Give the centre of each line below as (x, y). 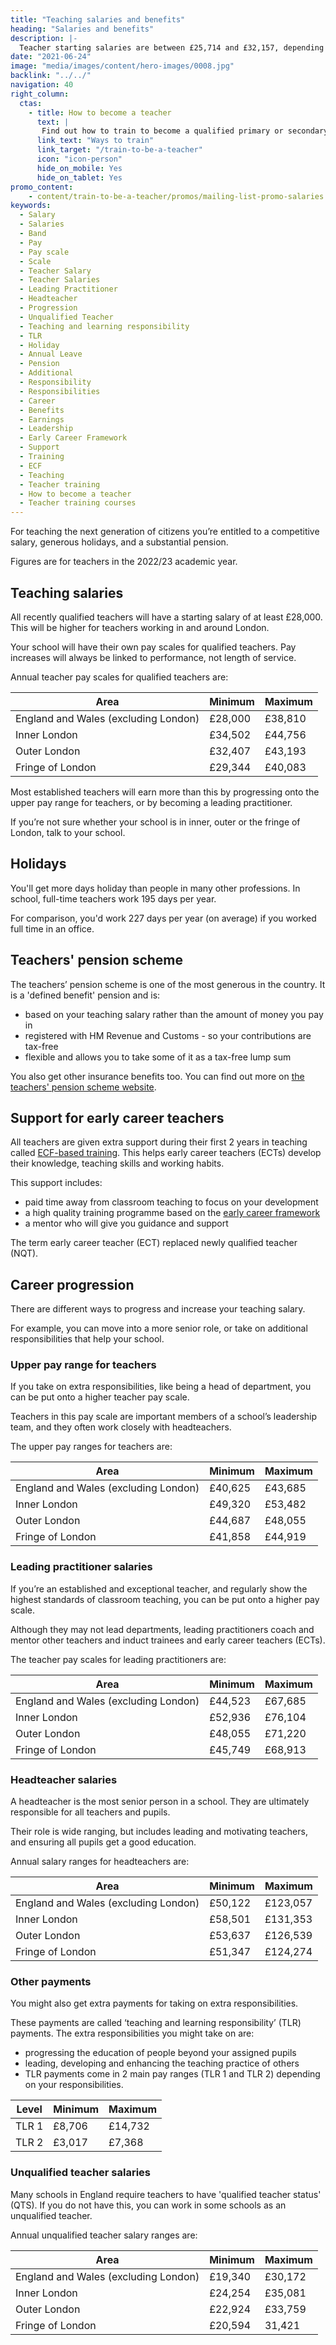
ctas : (31, 103)
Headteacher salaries (64, 1779)
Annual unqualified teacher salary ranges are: (104, 2235)
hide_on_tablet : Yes (79, 177)
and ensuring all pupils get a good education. (103, 1842)
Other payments (51, 1981)
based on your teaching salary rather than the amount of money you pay (174, 1014)
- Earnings (42, 419)
